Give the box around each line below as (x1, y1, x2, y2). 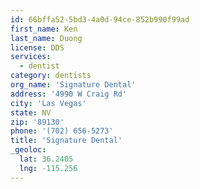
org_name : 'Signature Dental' (10, 80, 137, 90)
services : (10, 52, 52, 62)
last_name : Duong (10, 33, 83, 43)
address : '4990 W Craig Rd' (10, 89, 128, 99)
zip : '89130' (10, 117, 65, 127)
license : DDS (10, 42, 65, 53)
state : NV (10, 107, 52, 118)
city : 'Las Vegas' (10, 98, 87, 108)
